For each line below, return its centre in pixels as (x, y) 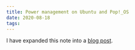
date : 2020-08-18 (28, 18)
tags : (13, 23)
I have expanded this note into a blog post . (60, 41)
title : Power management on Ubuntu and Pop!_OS (68, 12)
